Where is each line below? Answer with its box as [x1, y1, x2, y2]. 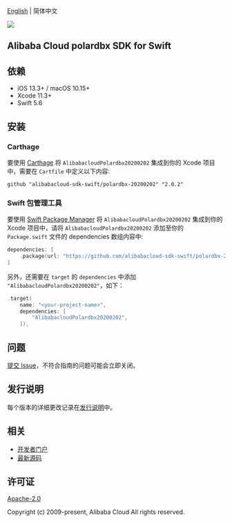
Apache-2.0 [7, 495, 41, 503]
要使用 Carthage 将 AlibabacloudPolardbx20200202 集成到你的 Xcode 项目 [7, 158, 215, 167]
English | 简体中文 [7, 7, 58, 15]
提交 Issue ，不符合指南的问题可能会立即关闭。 [7, 361, 139, 369]
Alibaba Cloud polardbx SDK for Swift [7, 40, 171, 52]
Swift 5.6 [17, 99, 43, 107]
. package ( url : [19, 253, 60, 260]
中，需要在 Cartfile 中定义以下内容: [7, 167, 110, 175]
